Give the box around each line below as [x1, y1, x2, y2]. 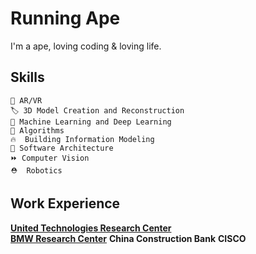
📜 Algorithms [10, 125, 65, 136]
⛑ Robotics [10, 165, 63, 176]
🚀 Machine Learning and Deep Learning [10, 117, 172, 127]
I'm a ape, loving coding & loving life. [10, 40, 162, 52]
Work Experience [10, 195, 121, 212]
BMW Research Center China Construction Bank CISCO [10, 232, 247, 244]
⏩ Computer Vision [10, 153, 90, 163]
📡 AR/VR [10, 95, 43, 106]
